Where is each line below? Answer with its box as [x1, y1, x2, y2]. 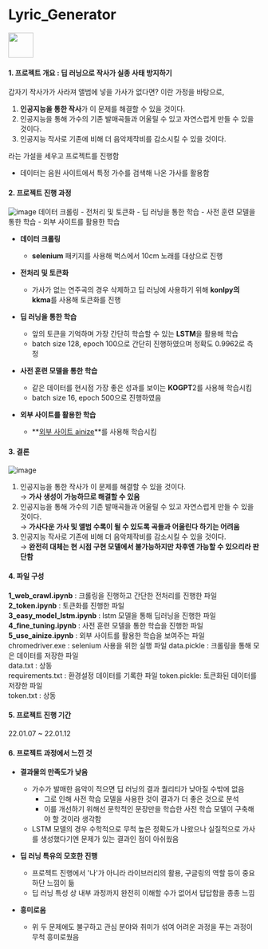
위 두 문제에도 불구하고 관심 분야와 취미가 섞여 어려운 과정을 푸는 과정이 [31, 922, 254, 932]
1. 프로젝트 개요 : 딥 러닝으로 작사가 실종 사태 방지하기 [8, 68, 173, 78]
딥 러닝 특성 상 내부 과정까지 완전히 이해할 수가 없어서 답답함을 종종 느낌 [31, 888, 255, 898]
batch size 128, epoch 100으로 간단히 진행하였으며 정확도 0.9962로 [31, 339, 246, 349]
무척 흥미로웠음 [31, 932, 80, 942]
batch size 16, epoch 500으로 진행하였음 [31, 393, 162, 403]
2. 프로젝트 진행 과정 [8, 188, 72, 197]
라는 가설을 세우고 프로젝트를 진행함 [8, 151, 120, 161]
